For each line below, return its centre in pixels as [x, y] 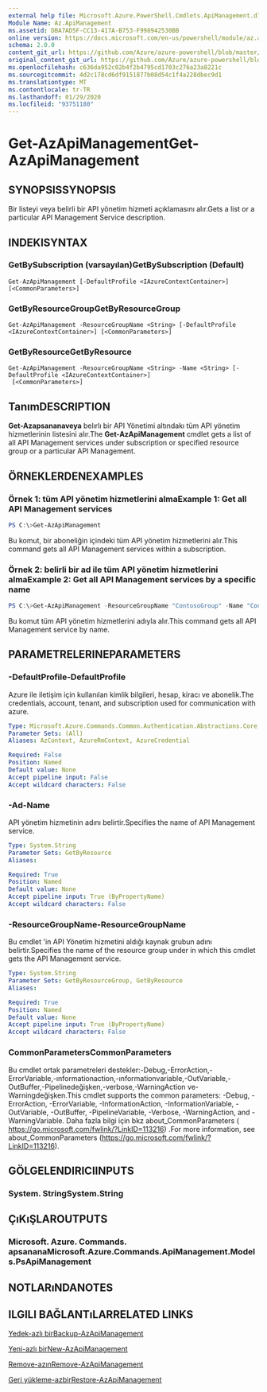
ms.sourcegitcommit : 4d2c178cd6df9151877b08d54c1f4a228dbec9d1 [115, 75]
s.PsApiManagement [50, 1262]
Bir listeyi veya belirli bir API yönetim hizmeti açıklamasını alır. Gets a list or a [132, 209]
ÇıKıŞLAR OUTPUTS [58, 1219]
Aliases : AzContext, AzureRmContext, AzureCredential [99, 741]
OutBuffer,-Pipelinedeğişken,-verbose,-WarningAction [97, 1087]
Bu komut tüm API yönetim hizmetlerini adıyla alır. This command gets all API [132, 620]
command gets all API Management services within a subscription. [117, 549]
